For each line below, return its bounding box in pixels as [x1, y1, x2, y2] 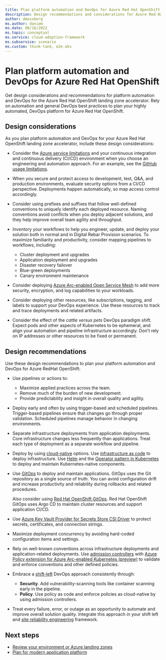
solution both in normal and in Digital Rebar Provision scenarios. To [12, 232, 149, 237]
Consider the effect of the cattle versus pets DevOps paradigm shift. [12, 317, 152, 323]
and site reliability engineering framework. [12, 616, 98, 622]
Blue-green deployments [19, 268, 71, 274]
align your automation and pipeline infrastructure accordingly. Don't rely [12, 328, 159, 334]
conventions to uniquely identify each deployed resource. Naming [12, 206, 147, 212]
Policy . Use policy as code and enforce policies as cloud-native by [19, 591, 156, 597]
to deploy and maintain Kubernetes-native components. [12, 461, 126, 467]
